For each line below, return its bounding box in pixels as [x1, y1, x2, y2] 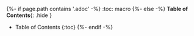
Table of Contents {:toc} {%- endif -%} [15, 24, 113, 31]
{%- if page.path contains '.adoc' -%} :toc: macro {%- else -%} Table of [6, 5, 188, 12]
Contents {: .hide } [6, 12, 52, 19]
